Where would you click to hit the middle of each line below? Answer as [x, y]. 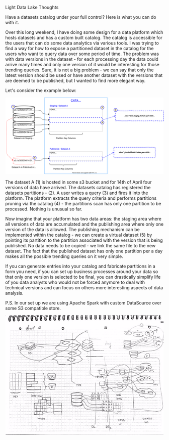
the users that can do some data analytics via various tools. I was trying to [82, 43]
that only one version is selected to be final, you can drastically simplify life [83, 277]
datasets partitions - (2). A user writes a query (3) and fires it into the [77, 193]
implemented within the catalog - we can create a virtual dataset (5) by [79, 235]
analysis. [14, 293]
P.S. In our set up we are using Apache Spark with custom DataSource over [83, 303]
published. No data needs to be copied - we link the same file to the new [80, 246]
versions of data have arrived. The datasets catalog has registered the [78, 188]
